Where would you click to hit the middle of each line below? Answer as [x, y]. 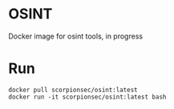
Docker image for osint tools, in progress [75, 36]
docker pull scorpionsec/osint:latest [73, 90]
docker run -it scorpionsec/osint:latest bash [87, 97]
